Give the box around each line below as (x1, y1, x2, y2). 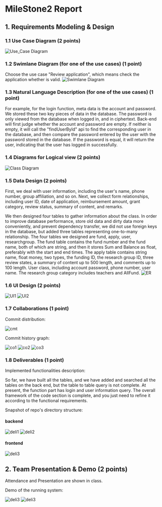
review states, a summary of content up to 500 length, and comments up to (5, 260, 156, 266)
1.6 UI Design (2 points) (5, 282, 61, 288)
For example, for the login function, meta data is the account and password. (5, 106, 157, 112)
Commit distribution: (5, 316, 46, 322)
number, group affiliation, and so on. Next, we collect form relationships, (5, 193, 149, 200)
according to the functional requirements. (5, 397, 88, 404)
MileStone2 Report (5, 3, 82, 15)
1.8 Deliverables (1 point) (5, 356, 64, 363)
